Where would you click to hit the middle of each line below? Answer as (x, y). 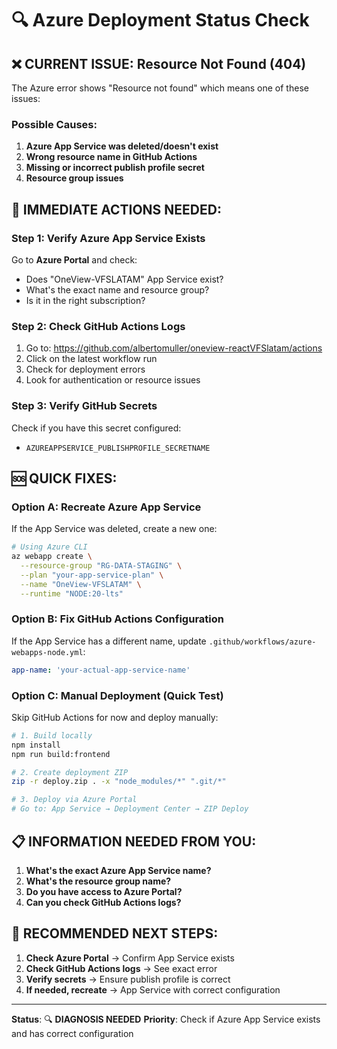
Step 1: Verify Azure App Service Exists (108, 238)
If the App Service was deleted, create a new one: (114, 529)
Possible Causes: (54, 124)
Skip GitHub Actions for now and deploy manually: (115, 717)
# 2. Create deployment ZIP (70, 772)
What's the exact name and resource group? (117, 289)
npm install (36, 745)
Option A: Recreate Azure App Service (106, 507)
